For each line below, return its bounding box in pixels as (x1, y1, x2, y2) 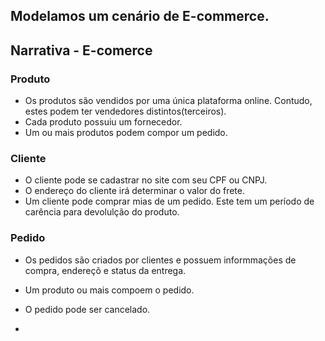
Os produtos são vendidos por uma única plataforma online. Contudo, (24, 95, 313, 107)
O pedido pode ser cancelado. (24, 303, 151, 315)
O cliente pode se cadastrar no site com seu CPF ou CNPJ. (24, 174, 268, 186)
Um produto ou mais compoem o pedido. (24, 284, 195, 296)
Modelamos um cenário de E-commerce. (10, 8, 270, 25)
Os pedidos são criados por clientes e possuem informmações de (24, 254, 297, 266)
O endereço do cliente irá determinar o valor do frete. (24, 185, 245, 197)
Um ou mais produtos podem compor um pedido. (24, 127, 228, 139)
